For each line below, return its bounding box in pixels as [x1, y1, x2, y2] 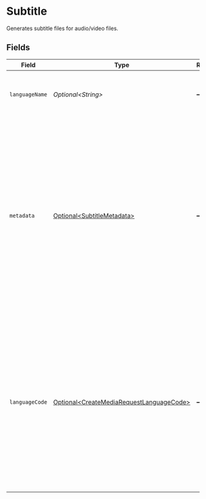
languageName [9, 91, 48, 98]
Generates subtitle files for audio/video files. [6, 25, 118, 32]
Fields [6, 42, 31, 53]
